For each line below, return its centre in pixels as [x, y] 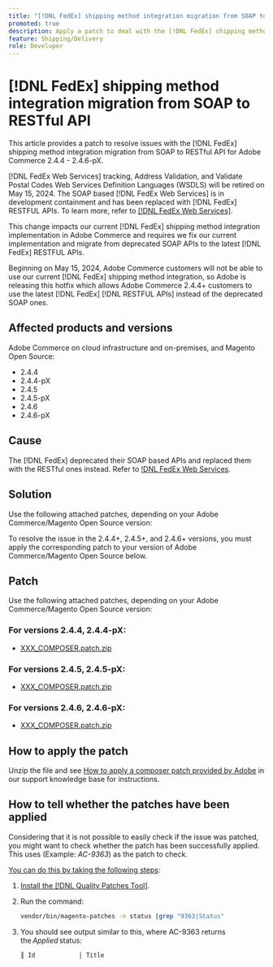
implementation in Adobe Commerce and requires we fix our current [123, 235]
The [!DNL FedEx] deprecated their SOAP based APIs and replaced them [130, 460]
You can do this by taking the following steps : [84, 870]
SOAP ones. [28, 303]
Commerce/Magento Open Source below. [78, 555]
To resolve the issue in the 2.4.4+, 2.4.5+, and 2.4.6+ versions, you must [130, 538]
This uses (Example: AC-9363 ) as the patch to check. [98, 854]
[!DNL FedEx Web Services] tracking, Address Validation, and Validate [126, 176]
